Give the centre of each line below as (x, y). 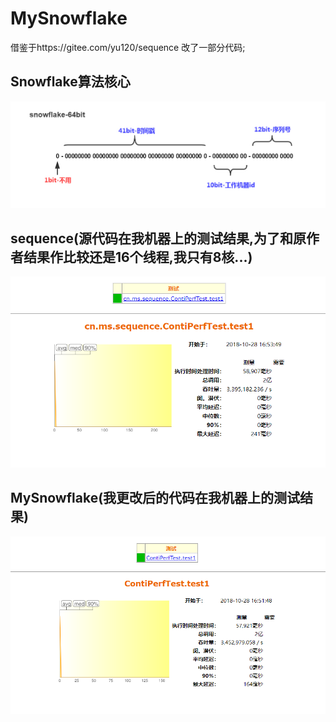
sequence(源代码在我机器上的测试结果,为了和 (151, 238)
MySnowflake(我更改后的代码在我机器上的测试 (155, 498)
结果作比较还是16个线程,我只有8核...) (138, 257)
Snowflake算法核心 (70, 82)
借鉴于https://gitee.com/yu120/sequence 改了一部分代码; (128, 47)
